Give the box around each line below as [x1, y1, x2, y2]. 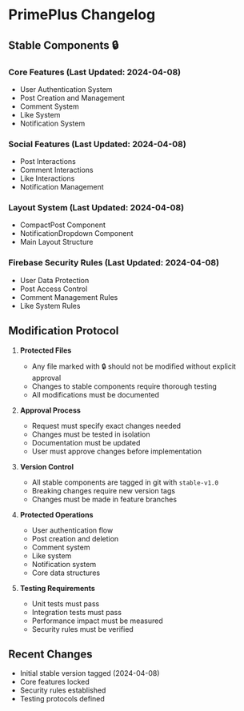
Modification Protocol [8, 324, 119, 338]
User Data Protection [19, 275, 90, 285]
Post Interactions [19, 157, 76, 166]
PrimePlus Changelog [8, 6, 156, 24]
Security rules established [19, 685, 106, 695]
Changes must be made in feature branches [31, 494, 178, 504]
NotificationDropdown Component [19, 229, 134, 238]
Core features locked [19, 677, 90, 687]
